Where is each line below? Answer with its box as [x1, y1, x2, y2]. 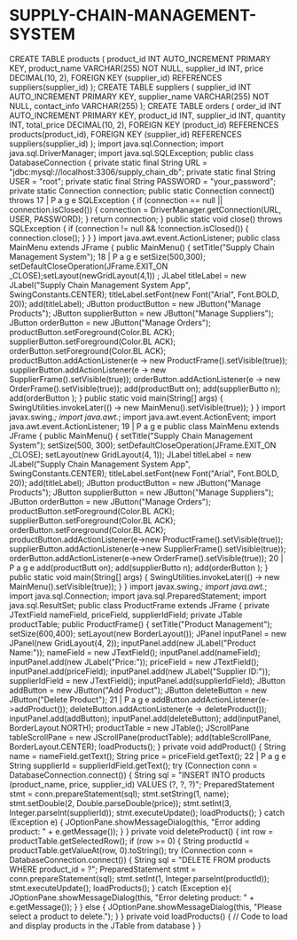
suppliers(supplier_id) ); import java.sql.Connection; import [9, 138, 224, 149]
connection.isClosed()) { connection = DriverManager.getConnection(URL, [9, 204, 282, 215]
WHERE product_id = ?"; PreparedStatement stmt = [9, 864, 197, 874]
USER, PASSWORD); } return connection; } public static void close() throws [9, 214, 283, 224]
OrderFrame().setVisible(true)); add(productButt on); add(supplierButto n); [9, 383, 281, 394]
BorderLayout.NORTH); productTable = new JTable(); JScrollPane [9, 722, 250, 732]
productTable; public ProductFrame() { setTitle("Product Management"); [9, 618, 273, 630]
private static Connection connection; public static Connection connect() [9, 185, 275, 196]
